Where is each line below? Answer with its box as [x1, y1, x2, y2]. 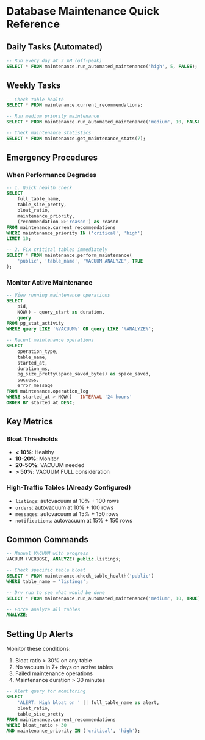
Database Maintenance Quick [6, 4, 160, 18]
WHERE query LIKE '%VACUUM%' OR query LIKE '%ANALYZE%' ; [6, 326, 154, 332]
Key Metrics [6, 416, 54, 427]
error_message [17, 383, 53, 389]
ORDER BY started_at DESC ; [6, 399, 75, 405]
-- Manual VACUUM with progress [6, 551, 88, 557]
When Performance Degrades [6, 171, 97, 180]
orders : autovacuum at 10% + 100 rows [15, 504, 114, 511]
